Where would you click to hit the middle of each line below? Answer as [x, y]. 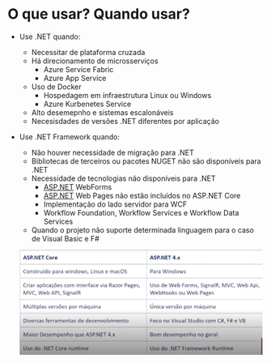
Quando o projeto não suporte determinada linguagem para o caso [142, 230]
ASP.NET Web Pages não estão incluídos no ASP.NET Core [142, 195]
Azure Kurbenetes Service [87, 104]
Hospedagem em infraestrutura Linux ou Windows [127, 95]
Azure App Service [75, 78]
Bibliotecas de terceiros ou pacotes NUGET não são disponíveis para [146, 161]
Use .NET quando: [50, 36]
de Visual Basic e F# [66, 238]
